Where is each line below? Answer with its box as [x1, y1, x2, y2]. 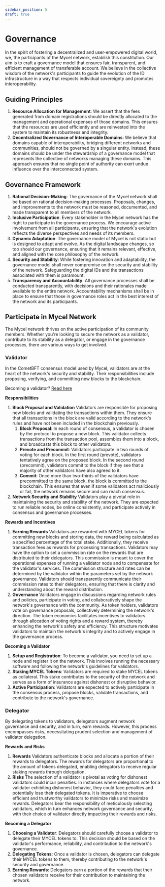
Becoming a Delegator [5, 821, 52, 827]
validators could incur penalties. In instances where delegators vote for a [12, 779, 161, 786]
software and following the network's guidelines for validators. [12, 663, 139, 670]
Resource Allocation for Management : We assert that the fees [12, 108, 140, 114]
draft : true [5, 12, 30, 17]
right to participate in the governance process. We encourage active [12, 220, 151, 226]
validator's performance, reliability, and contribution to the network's [12, 841, 152, 846]
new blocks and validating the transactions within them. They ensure [12, 410, 152, 416]
